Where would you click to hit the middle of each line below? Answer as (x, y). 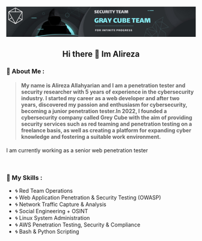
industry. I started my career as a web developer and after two (100, 98)
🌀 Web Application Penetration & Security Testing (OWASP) (88, 198)
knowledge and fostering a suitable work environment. (91, 137)
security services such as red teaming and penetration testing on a (106, 124)
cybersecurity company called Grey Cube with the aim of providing (106, 118)
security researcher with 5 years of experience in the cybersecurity (107, 92)
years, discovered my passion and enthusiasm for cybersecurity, (104, 105)
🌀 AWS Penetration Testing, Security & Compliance (78, 225)
